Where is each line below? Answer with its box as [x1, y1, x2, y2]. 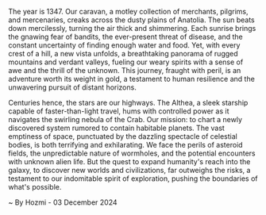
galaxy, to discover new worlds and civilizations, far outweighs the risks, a [8, 166, 251, 175]
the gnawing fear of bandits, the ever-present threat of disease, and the [8, 32, 244, 41]
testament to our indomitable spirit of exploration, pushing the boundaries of [8, 174, 258, 183]
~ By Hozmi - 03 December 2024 [8, 198, 118, 207]
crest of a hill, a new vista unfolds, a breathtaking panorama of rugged [8, 49, 238, 58]
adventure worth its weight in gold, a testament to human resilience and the [8, 75, 256, 83]
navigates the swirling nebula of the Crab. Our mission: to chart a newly [8, 115, 243, 124]
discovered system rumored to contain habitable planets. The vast [8, 123, 225, 132]
